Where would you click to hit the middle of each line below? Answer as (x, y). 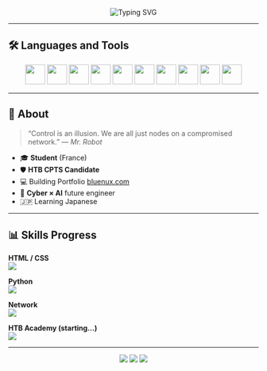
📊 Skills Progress (52, 236)
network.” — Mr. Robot (65, 141)
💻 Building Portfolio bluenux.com (74, 181)
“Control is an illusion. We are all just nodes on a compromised (130, 133)
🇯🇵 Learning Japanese (58, 201)
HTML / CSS (29, 258)
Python (21, 281)
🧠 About (29, 114)
